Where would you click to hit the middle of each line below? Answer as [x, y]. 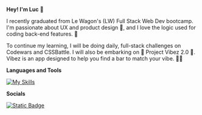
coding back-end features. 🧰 [42, 34]
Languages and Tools [34, 70]
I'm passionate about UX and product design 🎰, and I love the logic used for [101, 28]
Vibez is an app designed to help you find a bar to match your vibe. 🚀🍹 [95, 58]
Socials [16, 94]
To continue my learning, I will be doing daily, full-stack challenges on [94, 46]
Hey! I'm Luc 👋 [25, 9]
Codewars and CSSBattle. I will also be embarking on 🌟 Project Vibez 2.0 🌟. [101, 52]
